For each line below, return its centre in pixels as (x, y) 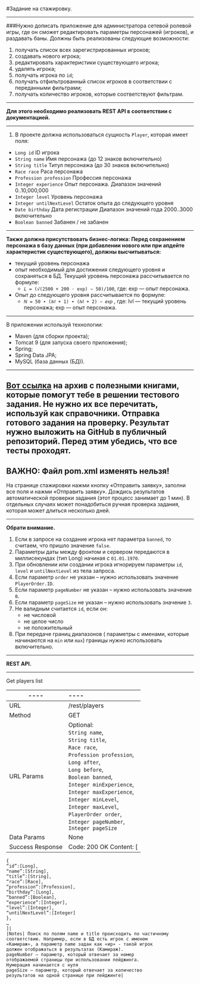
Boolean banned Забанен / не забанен (62, 222)
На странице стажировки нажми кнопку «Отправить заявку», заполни (96, 485)
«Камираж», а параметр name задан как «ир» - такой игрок (79, 944)
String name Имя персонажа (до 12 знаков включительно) (88, 159)
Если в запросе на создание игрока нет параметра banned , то (93, 539)
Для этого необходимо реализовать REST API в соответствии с (89, 111)
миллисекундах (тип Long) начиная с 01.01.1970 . (77, 558)
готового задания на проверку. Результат (88, 423)
